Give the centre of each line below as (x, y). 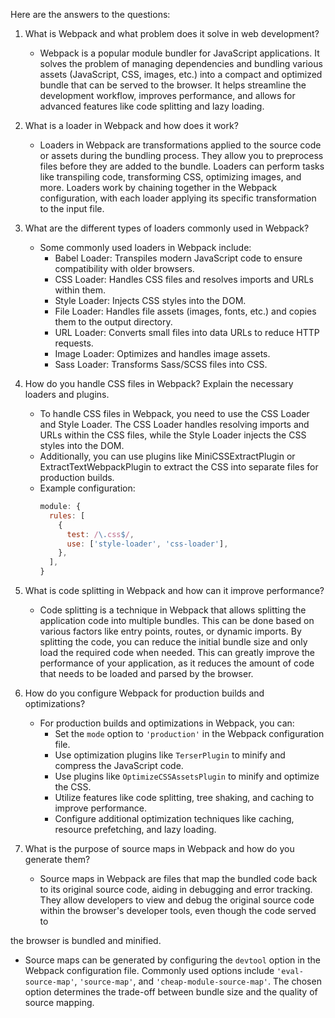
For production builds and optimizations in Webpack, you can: (167, 723)
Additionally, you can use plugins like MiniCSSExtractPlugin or (167, 456)
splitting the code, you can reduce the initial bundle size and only (173, 642)
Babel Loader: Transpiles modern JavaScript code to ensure (178, 258)
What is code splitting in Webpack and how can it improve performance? (174, 590)
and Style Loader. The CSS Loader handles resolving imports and (174, 424)
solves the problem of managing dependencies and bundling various (181, 63)
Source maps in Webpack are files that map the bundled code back (178, 878)
